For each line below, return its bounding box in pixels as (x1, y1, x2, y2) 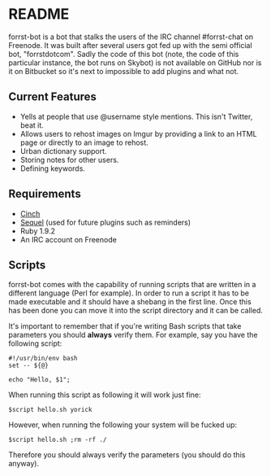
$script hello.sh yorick (8, 406, 92, 414)
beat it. (19, 120, 45, 130)
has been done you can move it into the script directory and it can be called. (8, 306, 264, 316)
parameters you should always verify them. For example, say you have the (8, 330, 258, 340)
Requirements (8, 187, 81, 201)
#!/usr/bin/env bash (8, 355, 79, 363)
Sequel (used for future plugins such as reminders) (19, 217, 191, 227)
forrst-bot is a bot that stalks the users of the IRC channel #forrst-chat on (8, 32, 254, 41)
